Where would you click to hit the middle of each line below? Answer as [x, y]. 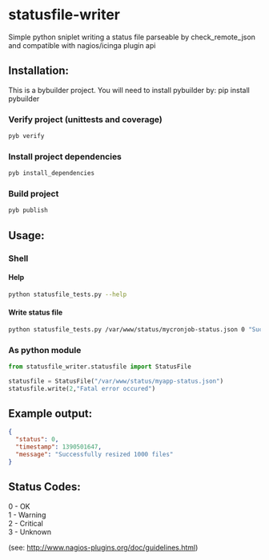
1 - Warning [27, 514]
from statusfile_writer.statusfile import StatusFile [100, 367]
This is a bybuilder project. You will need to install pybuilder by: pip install [129, 90]
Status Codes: [45, 487]
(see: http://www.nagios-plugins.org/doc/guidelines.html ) [103, 547]
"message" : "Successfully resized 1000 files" [94, 455]
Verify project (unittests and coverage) [85, 120]
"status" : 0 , [37, 440]
